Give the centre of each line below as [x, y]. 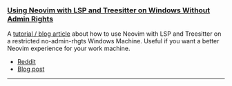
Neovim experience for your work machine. [69, 49]
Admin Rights [30, 19]
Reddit [26, 62]
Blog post [31, 69]
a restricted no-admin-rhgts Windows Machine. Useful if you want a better [113, 41]
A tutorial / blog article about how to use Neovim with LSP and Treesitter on [114, 34]
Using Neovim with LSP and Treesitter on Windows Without [109, 10]
